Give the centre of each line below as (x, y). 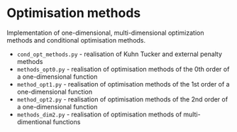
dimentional (34, 121)
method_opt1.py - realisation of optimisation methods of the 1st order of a (123, 84)
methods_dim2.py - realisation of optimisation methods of (99, 114)
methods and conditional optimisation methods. (76, 40)
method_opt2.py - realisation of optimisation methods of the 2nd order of (122, 99)
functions (67, 121)
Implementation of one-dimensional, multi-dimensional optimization (105, 33)
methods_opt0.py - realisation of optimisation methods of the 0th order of (123, 69)
